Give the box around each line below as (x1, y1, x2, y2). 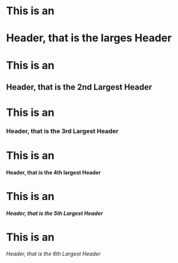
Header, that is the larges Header (6, 31, 172, 45)
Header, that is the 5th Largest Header (6, 210, 103, 217)
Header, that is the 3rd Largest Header (6, 127, 119, 135)
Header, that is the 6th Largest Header (6, 251, 101, 258)
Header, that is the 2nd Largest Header (6, 82, 152, 92)
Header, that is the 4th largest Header (6, 169, 101, 176)
